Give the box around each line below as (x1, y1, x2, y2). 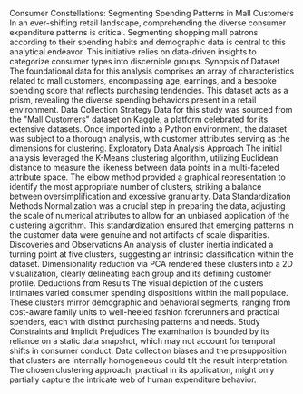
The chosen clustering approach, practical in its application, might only (9, 365, 275, 375)
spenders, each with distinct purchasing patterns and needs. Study (9, 317, 260, 327)
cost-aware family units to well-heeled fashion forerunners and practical (9, 307, 279, 317)
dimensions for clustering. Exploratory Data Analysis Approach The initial (9, 143, 283, 153)
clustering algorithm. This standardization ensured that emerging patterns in (9, 220, 295, 231)
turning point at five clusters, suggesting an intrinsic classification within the (9, 249, 295, 260)
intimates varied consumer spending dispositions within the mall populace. (9, 288, 288, 298)
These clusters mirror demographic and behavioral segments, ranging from (9, 297, 291, 308)
